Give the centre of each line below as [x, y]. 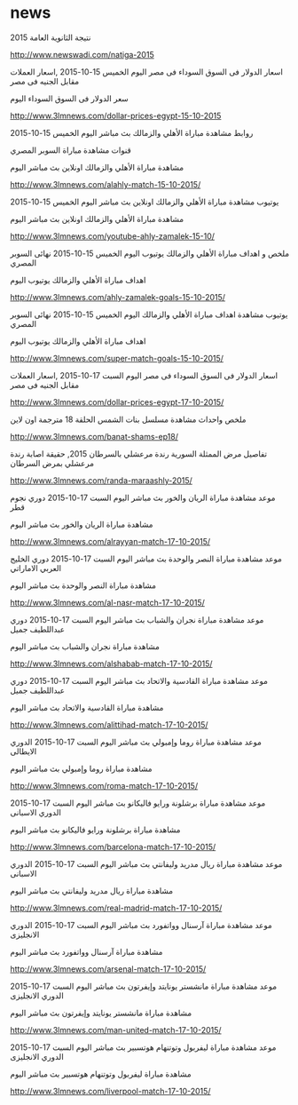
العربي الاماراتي [35, 568]
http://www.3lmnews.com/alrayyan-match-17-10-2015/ [110, 541]
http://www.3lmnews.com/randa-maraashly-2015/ [102, 480]
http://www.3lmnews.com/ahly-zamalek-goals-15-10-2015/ [118, 297]
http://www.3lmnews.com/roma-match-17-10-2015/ [104, 785]
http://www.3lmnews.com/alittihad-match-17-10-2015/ [109, 724]
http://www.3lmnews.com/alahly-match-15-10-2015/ [106, 184]
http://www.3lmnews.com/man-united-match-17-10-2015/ [116, 1029]
